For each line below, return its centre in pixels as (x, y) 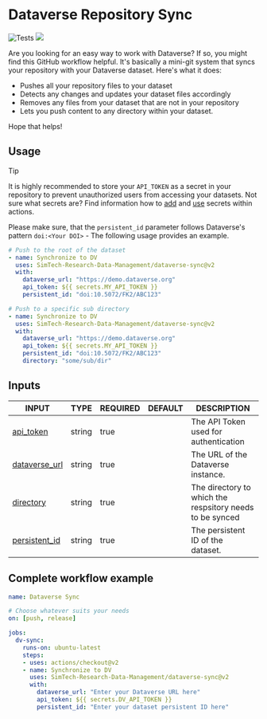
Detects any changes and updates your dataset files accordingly (125, 94)
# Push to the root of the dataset (67, 250)
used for (207, 431)
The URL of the (219, 454)
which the (209, 497)
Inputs (25, 385)
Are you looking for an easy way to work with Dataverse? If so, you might (128, 53)
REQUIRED (120, 408)
